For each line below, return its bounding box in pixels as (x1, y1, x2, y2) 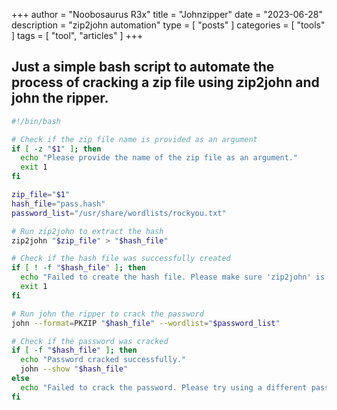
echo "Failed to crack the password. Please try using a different (20, 382, 308, 393)
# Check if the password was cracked (11, 336, 169, 346)
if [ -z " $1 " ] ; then (11, 144, 102, 154)
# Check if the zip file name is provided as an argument (11, 134, 258, 144)
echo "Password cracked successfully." (20, 355, 187, 365)
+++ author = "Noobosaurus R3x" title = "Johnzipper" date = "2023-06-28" (11, 9, 323, 20)
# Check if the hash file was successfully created (11, 254, 231, 264)
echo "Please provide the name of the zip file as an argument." (20, 153, 299, 163)
